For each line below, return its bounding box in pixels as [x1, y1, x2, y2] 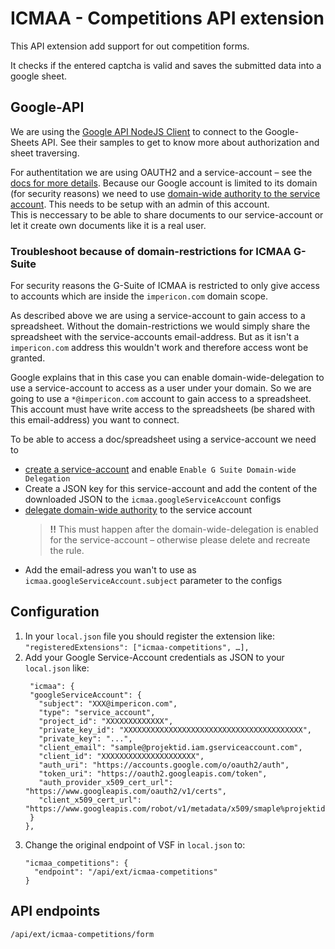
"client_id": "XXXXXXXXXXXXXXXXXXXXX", [38, 751, 205, 761]
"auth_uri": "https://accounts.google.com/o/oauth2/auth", [38, 760, 290, 770]
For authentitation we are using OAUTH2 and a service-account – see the [10, 166, 313, 178]
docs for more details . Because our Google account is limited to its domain [10, 177, 318, 189]
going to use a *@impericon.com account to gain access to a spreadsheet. [10, 393, 312, 405]
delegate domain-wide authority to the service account [24, 504, 253, 516]
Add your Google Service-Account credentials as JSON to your [24, 651, 285, 663]
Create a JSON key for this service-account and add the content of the [24, 483, 318, 495]
